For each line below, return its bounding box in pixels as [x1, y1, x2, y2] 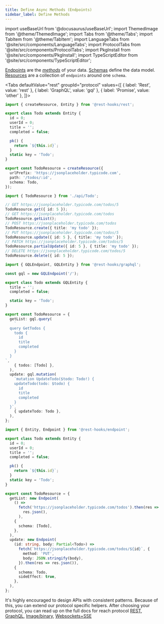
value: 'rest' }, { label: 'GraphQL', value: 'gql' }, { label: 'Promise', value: [5, 87, 150, 93]
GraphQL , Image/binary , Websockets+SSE [5, 613, 92, 619]
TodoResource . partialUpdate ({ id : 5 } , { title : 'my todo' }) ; [5, 244, 139, 249]
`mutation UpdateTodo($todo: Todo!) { [14, 376, 94, 382]
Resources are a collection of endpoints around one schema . [5, 72, 127, 78]
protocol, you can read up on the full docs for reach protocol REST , [5, 608, 143, 614]
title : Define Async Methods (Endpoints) [5, 7, 92, 12]
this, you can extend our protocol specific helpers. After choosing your [5, 602, 150, 608]
